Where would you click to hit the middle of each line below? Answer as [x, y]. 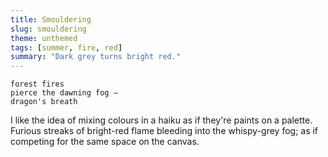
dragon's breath [44, 102]
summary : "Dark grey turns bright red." [96, 57]
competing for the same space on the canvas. [105, 142]
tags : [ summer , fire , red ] [66, 47]
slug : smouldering [48, 29]
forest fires [37, 84]
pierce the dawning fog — [64, 93]
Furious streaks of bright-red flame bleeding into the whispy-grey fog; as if [164, 131]
